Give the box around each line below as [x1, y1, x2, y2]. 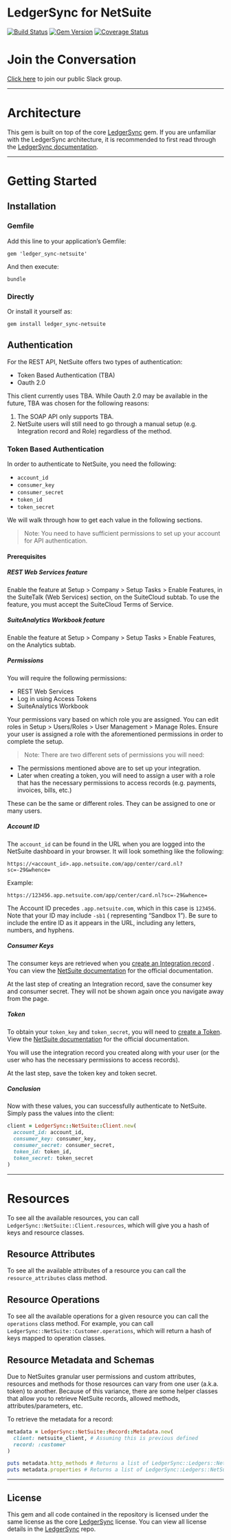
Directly [7, 292, 34, 301]
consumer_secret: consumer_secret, [13, 1142, 115, 1149]
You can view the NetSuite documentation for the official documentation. [7, 966, 213, 975]
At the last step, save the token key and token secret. [7, 1068, 157, 1077]
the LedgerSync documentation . [7, 143, 98, 151]
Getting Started [7, 174, 98, 189]
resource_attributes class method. [7, 1274, 108, 1282]
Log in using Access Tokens [16, 694, 98, 702]
